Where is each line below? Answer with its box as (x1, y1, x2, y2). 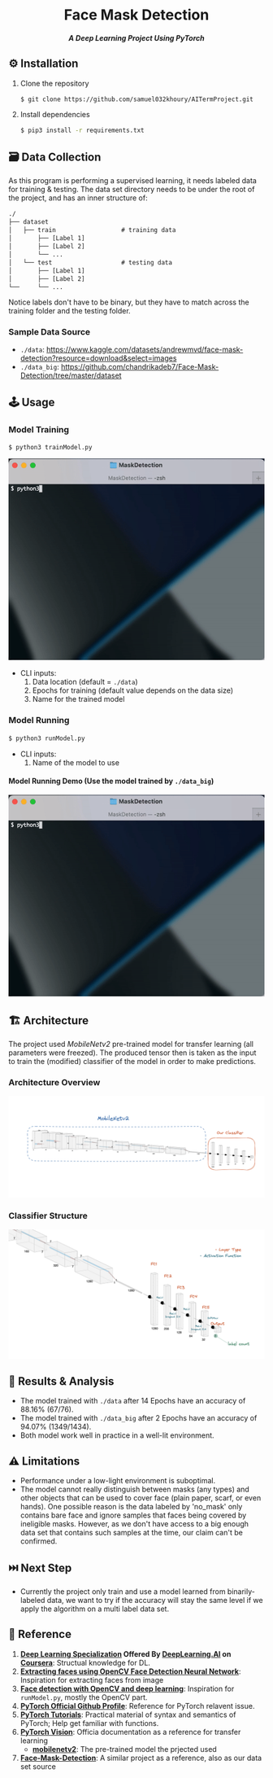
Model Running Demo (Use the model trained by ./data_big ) (8, 776, 214, 786)
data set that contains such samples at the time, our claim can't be (19, 1528, 244, 1538)
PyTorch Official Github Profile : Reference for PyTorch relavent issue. (19, 1701, 255, 1710)
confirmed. (19, 1536, 58, 1546)
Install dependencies (19, 110, 91, 120)
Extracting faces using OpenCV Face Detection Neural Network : (19, 1666, 241, 1676)
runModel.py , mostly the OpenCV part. (19, 1692, 148, 1702)
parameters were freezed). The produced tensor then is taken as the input (8, 1048, 257, 1058)
